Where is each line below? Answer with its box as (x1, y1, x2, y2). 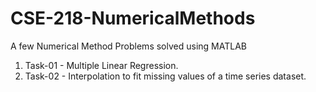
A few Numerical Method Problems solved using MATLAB (10, 40, 247, 52)
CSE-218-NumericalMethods (10, 7, 256, 30)
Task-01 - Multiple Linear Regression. (24, 59, 179, 71)
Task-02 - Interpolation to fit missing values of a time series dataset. (24, 70, 307, 82)
